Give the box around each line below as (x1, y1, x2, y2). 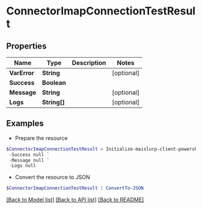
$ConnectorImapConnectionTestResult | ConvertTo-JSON (6, 185, 144, 192)
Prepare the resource (14, 134, 68, 142)
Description (72, 59, 106, 67)
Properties (6, 41, 47, 51)
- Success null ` (8, 151, 50, 157)
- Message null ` (8, 157, 50, 163)
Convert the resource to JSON (14, 174, 90, 181)
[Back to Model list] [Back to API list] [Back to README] (6, 196, 144, 204)
